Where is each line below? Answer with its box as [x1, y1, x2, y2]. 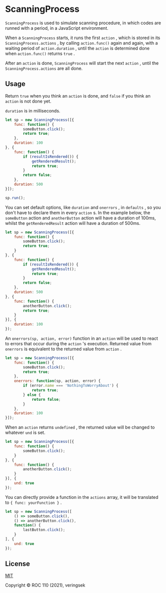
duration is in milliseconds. [5, 108, 60, 113]
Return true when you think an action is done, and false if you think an [5, 93, 151, 99]
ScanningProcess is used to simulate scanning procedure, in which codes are [5, 20, 162, 26]
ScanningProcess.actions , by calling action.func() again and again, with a [5, 40, 158, 46]
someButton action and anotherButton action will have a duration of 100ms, [5, 215, 156, 221]
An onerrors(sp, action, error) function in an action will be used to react [5, 335, 159, 341]
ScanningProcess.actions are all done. [5, 65, 83, 71]
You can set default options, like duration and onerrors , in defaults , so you [5, 204, 161, 210]
